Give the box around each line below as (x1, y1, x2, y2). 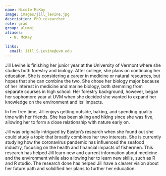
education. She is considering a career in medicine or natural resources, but (5, 73, 160, 79)
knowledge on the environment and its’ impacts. (5, 99, 103, 105)
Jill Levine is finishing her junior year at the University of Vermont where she (5, 62, 161, 68)
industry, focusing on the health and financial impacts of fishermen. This (5, 144, 153, 150)
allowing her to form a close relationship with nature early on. (5, 119, 130, 125)
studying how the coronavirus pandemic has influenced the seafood (5, 139, 145, 145)
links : (5, 44, 19, 49)
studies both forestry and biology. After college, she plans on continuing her (5, 67, 161, 73)
